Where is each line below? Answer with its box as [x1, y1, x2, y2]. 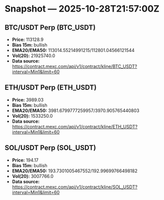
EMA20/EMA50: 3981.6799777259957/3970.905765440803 [12, 107, 139, 114]
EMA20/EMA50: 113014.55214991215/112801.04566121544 [12, 47, 135, 53]
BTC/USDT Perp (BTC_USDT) [5, 23, 96, 32]
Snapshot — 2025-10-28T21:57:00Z [5, 3, 159, 15]
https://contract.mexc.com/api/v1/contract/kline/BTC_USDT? [12, 64, 137, 69]
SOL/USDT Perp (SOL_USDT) [5, 143, 96, 152]
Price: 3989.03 [12, 96, 44, 103]
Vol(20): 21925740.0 [12, 53, 56, 59]
